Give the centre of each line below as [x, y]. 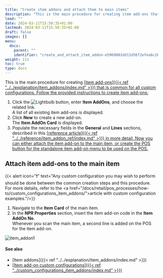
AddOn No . [23, 218]
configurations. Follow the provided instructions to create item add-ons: [77, 93]
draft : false [18, 32]
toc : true [15, 64]
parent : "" [25, 50]
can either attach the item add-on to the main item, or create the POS [81, 143]
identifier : [26, 55]
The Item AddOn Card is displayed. [48, 123]
